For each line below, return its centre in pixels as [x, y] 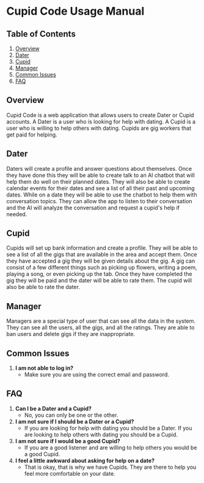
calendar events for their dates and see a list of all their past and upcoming [100, 188]
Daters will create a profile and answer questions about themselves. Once [99, 168]
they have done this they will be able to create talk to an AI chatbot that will [101, 175]
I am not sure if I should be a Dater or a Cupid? [75, 421]
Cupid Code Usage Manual [75, 11]
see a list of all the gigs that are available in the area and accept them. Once [102, 255]
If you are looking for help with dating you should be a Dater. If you [108, 428]
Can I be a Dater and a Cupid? [53, 408]
